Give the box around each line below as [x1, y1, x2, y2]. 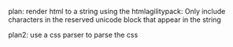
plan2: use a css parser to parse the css [8, 31, 139, 39]
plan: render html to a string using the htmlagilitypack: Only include [8, 7, 226, 16]
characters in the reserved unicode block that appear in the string [8, 15, 222, 24]
